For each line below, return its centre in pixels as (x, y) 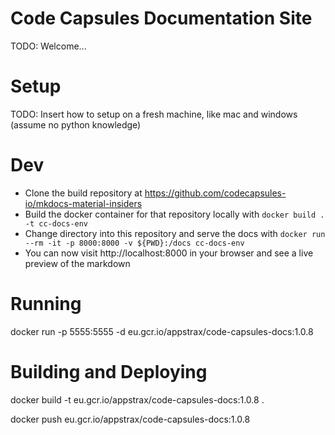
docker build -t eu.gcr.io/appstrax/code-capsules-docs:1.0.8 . (137, 399)
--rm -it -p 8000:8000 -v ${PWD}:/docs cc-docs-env (134, 243)
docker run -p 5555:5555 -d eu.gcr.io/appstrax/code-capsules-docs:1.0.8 (162, 331)
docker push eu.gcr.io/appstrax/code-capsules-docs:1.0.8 (130, 419)
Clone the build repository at (83, 193)
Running (46, 304)
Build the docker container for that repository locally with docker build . (174, 214)
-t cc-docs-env (56, 223)
